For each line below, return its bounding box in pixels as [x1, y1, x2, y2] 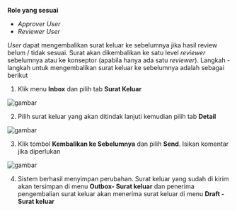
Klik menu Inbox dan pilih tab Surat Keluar [17, 85, 142, 93]
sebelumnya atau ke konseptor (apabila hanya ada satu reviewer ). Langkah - [7, 56, 231, 64]
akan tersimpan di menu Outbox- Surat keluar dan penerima [17, 182, 195, 190]
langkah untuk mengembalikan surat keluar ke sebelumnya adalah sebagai [7, 64, 225, 72]
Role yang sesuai [7, 6, 59, 14]
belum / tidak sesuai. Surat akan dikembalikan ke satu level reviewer [7, 49, 206, 57]
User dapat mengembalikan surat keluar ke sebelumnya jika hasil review [7, 41, 218, 49]
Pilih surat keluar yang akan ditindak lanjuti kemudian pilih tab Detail [17, 113, 216, 120]
